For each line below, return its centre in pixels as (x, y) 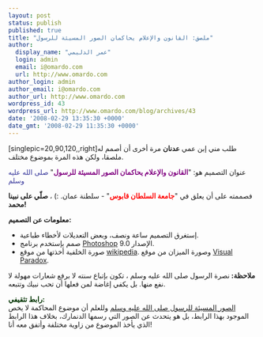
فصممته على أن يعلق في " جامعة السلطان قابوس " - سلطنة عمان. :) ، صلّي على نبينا (130, 195)
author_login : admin (42, 81)
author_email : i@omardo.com (54, 89)
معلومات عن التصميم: (40, 219)
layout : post (30, 15)
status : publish (35, 23)
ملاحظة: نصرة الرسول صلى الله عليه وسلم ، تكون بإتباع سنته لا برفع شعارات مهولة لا (131, 275)
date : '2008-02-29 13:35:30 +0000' (67, 119)
